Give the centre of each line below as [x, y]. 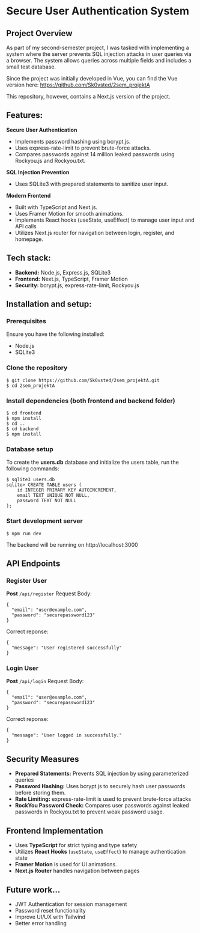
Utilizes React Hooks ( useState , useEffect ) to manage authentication [100, 852]
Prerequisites [26, 321]
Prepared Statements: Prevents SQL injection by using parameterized [102, 774]
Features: [25, 115]
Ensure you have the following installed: [56, 334]
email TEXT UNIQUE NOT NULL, [53, 496]
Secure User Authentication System [98, 11]
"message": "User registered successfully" [67, 648]
